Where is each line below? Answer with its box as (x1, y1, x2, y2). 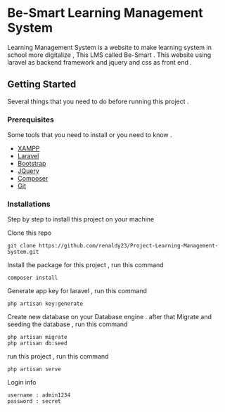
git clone (7, 243, 37, 250)
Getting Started (7, 79, 77, 91)
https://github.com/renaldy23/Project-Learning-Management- (38, 243, 219, 250)
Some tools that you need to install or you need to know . (7, 131, 172, 139)
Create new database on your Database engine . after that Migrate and (7, 313, 212, 321)
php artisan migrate (7, 334, 68, 341)
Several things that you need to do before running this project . (7, 97, 189, 105)
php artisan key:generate (7, 300, 83, 307)
